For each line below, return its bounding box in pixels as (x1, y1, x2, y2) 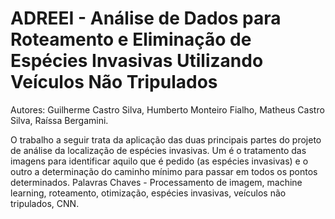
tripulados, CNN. (10, 197, 80, 209)
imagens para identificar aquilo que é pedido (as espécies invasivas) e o (10, 155, 309, 167)
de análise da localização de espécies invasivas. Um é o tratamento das (10, 144, 307, 156)
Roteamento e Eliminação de (10, 28, 252, 51)
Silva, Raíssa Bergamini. (10, 114, 109, 126)
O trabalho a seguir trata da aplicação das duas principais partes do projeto (10, 133, 322, 146)
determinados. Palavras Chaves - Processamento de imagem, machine (10, 176, 303, 188)
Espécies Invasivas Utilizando (10, 50, 264, 72)
